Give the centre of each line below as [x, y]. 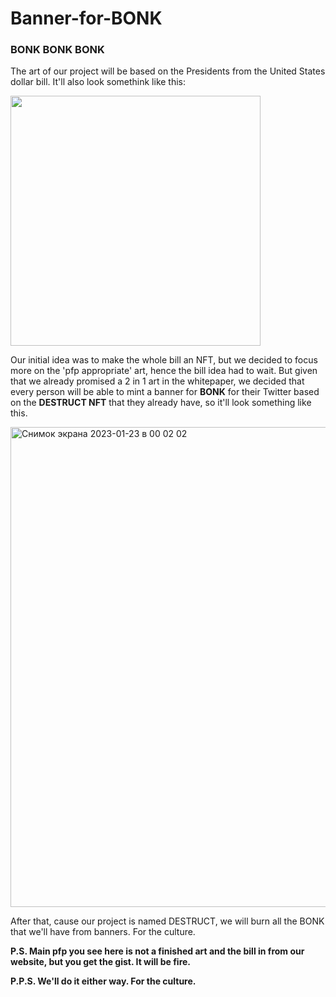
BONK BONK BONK [57, 50]
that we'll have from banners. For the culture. [103, 932]
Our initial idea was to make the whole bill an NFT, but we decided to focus [164, 360]
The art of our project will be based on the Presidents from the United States [168, 71]
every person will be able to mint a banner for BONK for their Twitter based [165, 392]
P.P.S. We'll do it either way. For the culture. [103, 981]
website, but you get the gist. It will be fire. [101, 962]
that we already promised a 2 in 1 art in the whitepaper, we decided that [157, 381]
